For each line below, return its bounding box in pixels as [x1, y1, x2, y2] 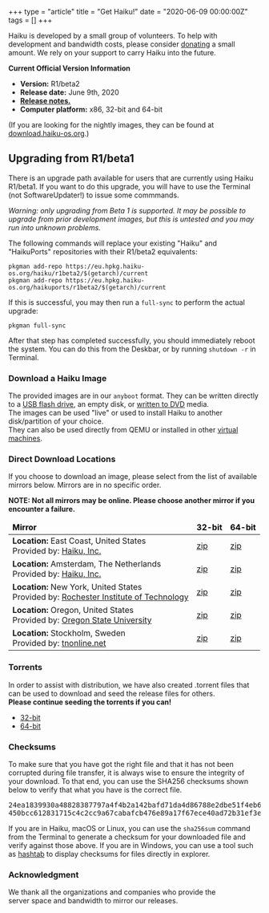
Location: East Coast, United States [12, 535, 147, 546]
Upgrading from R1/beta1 [8, 152, 134, 165]
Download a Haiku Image [8, 372, 107, 383]
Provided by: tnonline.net [12, 638, 106, 649]
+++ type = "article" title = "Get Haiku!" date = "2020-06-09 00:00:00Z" [8, 7, 248, 16]
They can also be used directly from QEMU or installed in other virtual [8, 425, 239, 435]
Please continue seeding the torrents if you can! [8, 697, 172, 707]
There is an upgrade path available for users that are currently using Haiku [8, 172, 254, 183]
